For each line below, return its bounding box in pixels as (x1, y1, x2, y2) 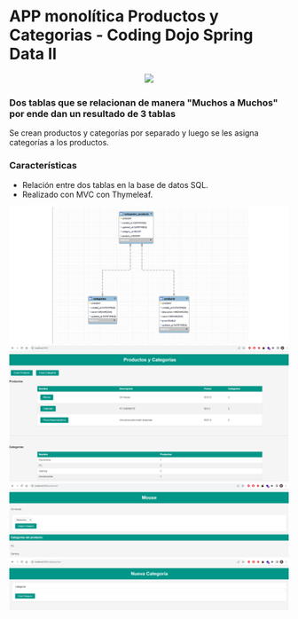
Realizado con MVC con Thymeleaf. (21, 189, 153, 200)
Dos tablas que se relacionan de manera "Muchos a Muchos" (9, 96, 278, 108)
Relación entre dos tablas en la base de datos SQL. (21, 179, 208, 190)
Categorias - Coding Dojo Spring (9, 25, 254, 45)
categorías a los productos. (9, 137, 109, 148)
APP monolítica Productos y (9, 6, 219, 27)
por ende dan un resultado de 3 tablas (9, 107, 176, 120)
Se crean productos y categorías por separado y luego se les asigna (9, 128, 259, 138)
